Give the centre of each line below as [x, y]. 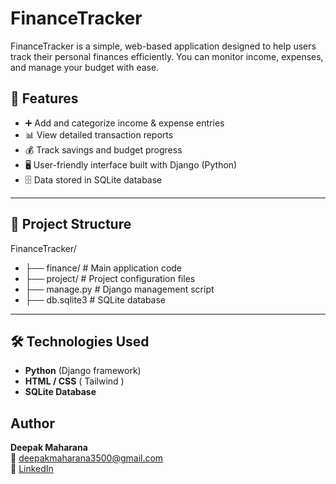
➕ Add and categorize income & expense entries [124, 123]
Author [32, 423]
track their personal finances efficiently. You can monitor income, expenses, [167, 56]
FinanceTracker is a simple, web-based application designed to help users [163, 46]
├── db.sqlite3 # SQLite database [95, 299]
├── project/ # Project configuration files [110, 278]
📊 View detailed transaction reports [99, 134]
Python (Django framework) [83, 371]
